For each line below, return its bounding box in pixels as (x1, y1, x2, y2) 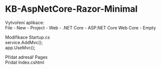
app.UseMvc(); (5, 45, 35, 50)
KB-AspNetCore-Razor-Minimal (5, 3, 138, 15)
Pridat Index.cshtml (5, 59, 44, 65)
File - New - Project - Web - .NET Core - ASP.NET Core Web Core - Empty (5, 24, 156, 30)
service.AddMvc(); (5, 39, 43, 45)
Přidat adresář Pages (5, 54, 48, 60)
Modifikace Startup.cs (5, 34, 50, 40)
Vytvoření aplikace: (5, 20, 44, 25)
